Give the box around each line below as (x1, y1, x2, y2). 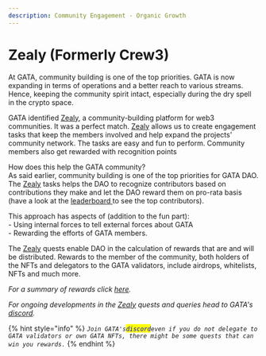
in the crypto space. (8, 97, 74, 107)
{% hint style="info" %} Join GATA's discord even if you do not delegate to (8, 323, 258, 333)
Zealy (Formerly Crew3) (8, 45, 169, 64)
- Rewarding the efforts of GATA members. (8, 228, 148, 238)
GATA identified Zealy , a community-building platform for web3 (8, 113, 214, 122)
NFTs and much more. (8, 269, 81, 278)
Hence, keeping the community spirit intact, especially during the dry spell (8, 89, 252, 99)
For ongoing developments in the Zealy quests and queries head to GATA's (8, 300, 253, 309)
